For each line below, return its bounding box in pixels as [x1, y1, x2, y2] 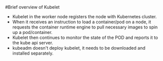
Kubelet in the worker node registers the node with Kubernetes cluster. [12, 14, 157, 19]
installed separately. [12, 50, 54, 56]
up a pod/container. [12, 30, 53, 35]
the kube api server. [12, 40, 54, 46]
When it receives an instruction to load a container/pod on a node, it [12, 19, 151, 25]
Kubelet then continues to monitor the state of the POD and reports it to [12, 34, 159, 40]
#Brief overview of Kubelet [5, 4, 60, 10]
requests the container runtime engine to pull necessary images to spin [12, 24, 158, 30]
